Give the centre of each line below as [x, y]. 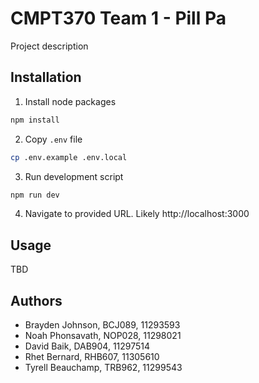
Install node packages [70, 101]
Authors [36, 300]
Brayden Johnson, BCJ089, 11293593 [102, 325]
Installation [46, 77]
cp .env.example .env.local [69, 157]
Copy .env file [53, 139]
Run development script [74, 176]
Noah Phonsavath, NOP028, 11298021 [103, 335]
